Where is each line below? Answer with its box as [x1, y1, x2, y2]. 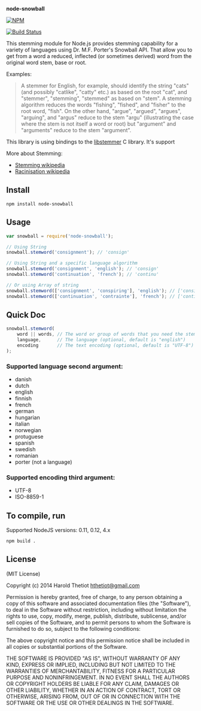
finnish [14, 394, 32, 402]
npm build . [6, 538, 36, 544]
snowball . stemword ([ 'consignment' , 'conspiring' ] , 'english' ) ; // [6, 287, 175, 294]
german [14, 407, 35, 415]
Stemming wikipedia [14, 162, 65, 168]
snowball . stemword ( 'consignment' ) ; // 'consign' [6, 250, 130, 256]
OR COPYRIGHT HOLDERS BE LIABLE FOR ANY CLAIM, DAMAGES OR [6, 680, 179, 687]
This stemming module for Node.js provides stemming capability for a [6, 40, 178, 47]
